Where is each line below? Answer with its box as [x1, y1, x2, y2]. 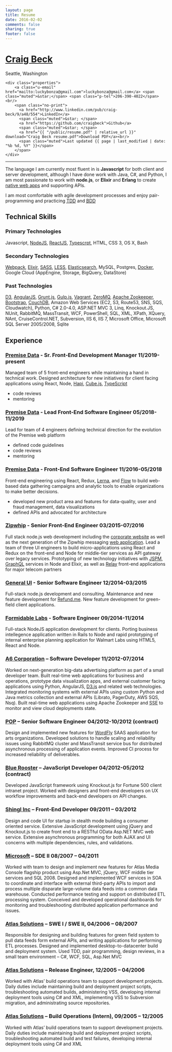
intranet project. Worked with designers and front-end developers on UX [5, 788, 159, 794]
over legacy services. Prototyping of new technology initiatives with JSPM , [5, 555, 163, 562]
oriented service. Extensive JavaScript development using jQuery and [5, 823, 153, 829]
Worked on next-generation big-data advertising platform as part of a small [5, 667, 164, 673]
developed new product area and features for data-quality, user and [12, 498, 157, 504]
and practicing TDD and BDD [35, 197, 96, 204]
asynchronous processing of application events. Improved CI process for [5, 746, 159, 752]
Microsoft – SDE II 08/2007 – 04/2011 [5, 852, 99, 859]
